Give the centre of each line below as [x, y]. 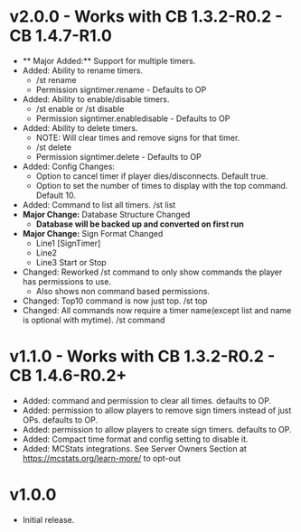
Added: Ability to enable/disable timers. [96, 99]
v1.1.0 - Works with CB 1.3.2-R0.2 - [142, 356]
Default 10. [56, 195]
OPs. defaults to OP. [60, 420]
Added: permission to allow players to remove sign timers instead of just [157, 410]
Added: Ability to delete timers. [80, 127]
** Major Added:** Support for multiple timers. [109, 61]
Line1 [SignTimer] [68, 243]
